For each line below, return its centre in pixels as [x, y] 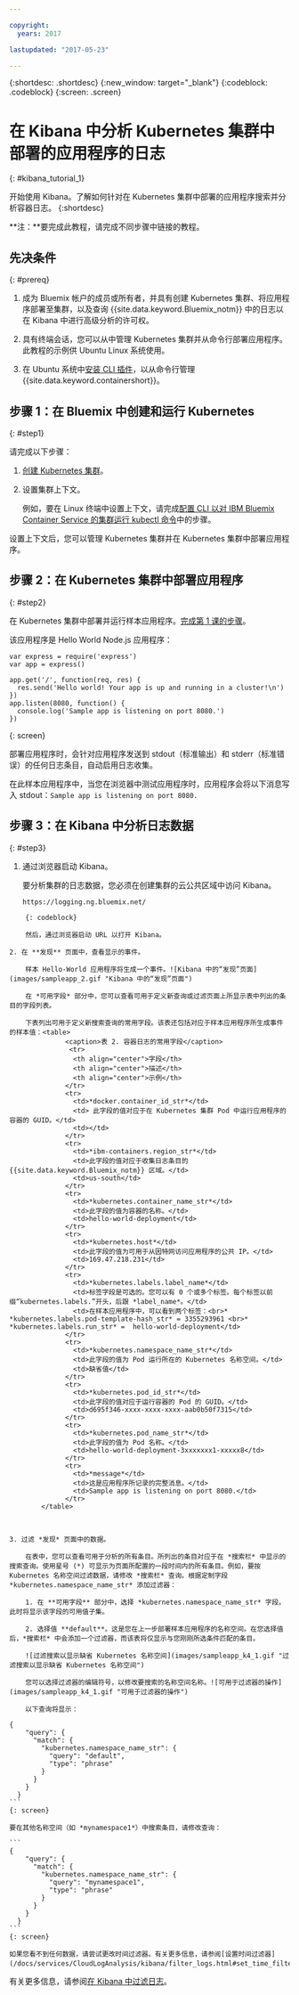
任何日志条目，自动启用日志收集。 [95, 765]
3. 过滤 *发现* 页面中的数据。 [60, 1539]
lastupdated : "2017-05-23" [59, 50]
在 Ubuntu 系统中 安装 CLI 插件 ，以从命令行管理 [109, 370]
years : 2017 [40, 33]
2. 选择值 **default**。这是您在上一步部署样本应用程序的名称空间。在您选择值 [154, 1629]
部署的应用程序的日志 [88, 153]
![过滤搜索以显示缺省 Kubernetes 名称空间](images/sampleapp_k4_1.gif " [154, 1656]
